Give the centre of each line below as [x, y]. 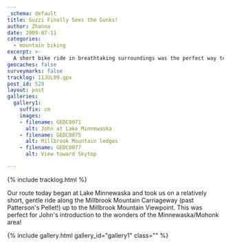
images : [30, 115]
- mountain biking [40, 45]
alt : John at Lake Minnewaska [68, 128]
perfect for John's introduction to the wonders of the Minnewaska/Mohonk [113, 214]
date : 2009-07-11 [32, 33]
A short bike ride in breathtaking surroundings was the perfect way [115, 58]
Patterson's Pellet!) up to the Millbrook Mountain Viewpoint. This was [105, 208]
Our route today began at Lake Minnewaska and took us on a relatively [107, 192]
